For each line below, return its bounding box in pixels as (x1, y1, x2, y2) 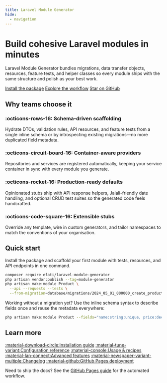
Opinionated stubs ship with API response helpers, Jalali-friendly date (5, 190, 148, 196)
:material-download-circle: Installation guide (5, 342, 94, 348)
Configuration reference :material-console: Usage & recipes (20, 347, 142, 353)
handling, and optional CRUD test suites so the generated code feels (5, 195, 146, 201)
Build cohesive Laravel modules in (5, 38, 149, 49)
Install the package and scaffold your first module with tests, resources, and (5, 257, 161, 263)
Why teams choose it (5, 100, 72, 108)
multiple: (5, 358, 23, 364)
